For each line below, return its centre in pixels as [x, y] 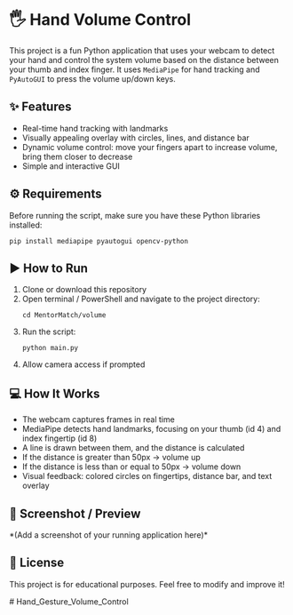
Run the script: [49, 331]
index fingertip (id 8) [59, 438]
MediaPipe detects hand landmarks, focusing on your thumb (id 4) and [151, 429]
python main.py [50, 348]
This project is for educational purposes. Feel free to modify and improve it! [147, 584]
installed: [26, 225]
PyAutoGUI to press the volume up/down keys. [92, 78]
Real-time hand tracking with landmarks [95, 128]
